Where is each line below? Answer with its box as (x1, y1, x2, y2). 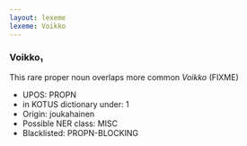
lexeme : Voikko (9, 22, 66, 31)
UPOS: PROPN (22, 89, 76, 100)
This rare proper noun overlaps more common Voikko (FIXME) (9, 71, 240, 82)
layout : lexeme (9, 13, 66, 23)
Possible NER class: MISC (22, 118, 119, 129)
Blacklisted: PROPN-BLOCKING (22, 127, 139, 138)
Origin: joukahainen (22, 108, 95, 119)
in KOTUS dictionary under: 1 (22, 98, 129, 109)
